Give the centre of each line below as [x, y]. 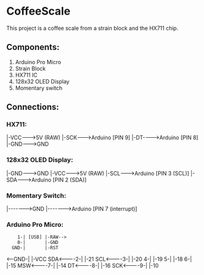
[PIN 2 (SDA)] [70, 180]
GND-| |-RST [35, 248]
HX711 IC [26, 75]
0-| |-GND [38, 243]
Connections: [33, 107]
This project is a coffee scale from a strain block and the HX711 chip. [92, 28]
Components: [33, 47]
